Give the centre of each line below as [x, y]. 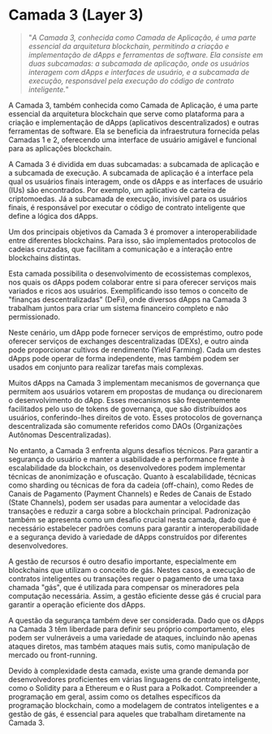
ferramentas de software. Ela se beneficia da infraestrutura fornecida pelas [134, 131]
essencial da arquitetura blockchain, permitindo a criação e [129, 46]
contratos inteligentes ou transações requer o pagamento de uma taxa [126, 579]
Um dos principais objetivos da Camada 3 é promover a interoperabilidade [133, 232]
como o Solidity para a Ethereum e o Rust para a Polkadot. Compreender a [133, 688]
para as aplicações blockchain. [60, 148]
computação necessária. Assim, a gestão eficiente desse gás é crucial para [135, 596]
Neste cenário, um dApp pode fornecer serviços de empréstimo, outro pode [136, 332]
